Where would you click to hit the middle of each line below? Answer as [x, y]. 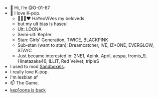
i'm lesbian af [24, 77]
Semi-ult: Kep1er [34, 34]
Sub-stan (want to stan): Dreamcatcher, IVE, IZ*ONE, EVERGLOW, [86, 45]
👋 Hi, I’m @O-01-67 [30, 8]
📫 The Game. [24, 83]
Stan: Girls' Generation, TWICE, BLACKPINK [63, 40]
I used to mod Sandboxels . [37, 66]
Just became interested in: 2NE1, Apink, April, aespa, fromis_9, [82, 56]
